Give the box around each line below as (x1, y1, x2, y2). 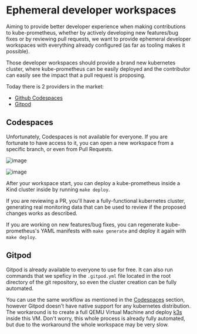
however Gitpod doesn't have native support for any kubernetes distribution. (6, 302, 191, 309)
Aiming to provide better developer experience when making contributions (6, 23, 186, 30)
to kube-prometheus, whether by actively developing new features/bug (6, 29, 179, 36)
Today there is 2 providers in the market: (6, 83, 104, 90)
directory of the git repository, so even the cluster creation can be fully (6, 278, 177, 285)
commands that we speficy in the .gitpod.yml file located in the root (6, 272, 171, 279)
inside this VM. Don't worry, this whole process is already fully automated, (6, 315, 186, 322)
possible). (6, 47, 30, 54)
